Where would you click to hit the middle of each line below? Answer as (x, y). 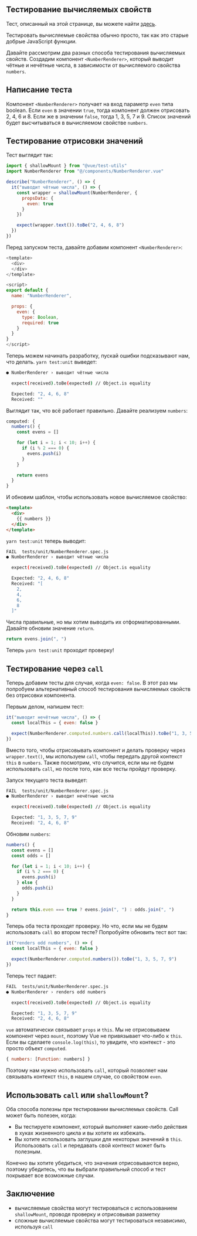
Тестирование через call (55, 668)
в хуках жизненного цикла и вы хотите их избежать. (80, 1133)
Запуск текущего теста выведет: (47, 780)
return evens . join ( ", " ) (36, 639)
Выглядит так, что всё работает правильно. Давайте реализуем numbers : (97, 410)
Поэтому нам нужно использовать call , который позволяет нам (87, 1070)
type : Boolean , (40, 317)
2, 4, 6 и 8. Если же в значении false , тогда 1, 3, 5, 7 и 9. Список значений (98, 116)
